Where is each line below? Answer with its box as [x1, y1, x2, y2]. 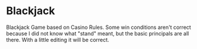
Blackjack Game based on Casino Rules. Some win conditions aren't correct [6, 24, 191, 31]
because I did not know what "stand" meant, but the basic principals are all [6, 30, 189, 37]
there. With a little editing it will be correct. [6, 36, 109, 43]
